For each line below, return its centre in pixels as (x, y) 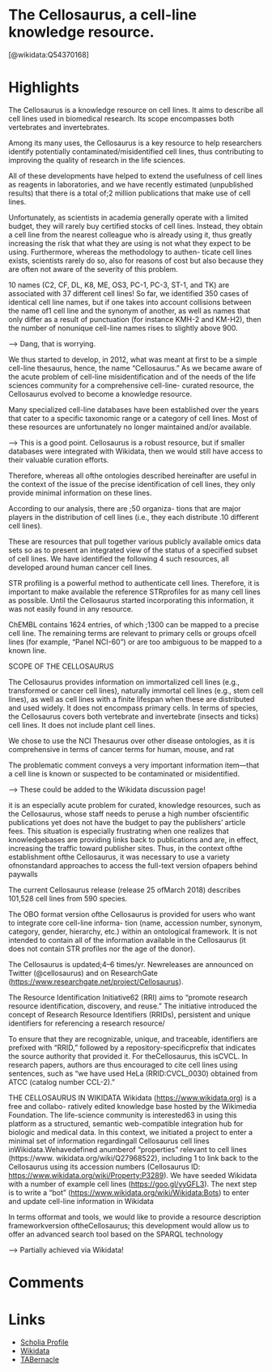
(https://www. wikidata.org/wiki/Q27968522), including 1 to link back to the (134, 1158)
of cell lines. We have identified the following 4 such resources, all (119, 558)
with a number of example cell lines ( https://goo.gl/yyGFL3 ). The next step (133, 1184)
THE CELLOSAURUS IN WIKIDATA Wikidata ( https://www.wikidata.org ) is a (132, 1098)
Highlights (44, 88)
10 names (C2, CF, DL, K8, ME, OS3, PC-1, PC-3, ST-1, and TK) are (119, 285)
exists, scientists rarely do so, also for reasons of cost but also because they (136, 260)
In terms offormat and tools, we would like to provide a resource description (135, 1217)
